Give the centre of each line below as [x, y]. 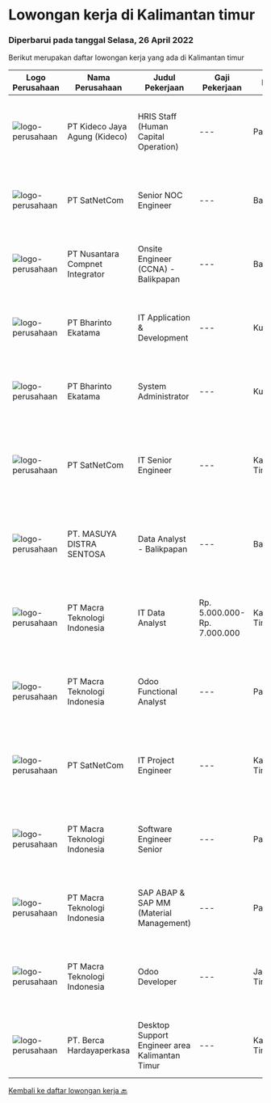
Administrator [163, 396]
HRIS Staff [157, 116]
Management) [164, 923]
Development [163, 338]
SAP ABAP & [161, 893]
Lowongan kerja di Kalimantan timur [132, 15]
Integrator [86, 274]
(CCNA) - [156, 269]
